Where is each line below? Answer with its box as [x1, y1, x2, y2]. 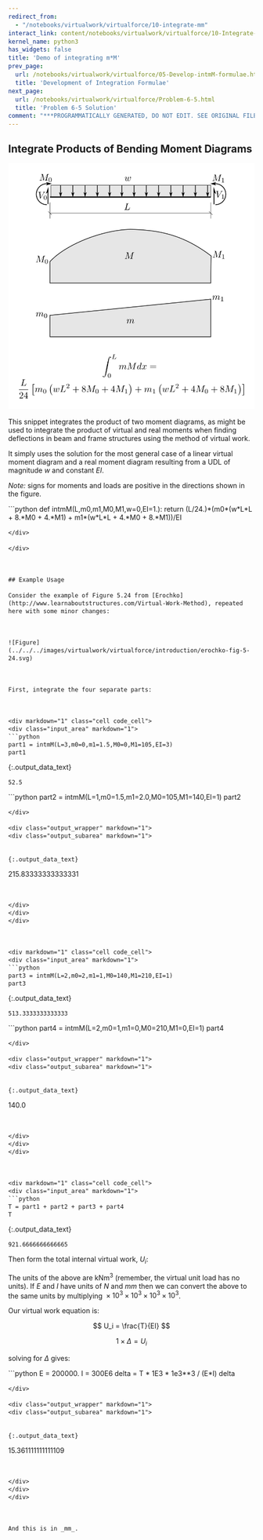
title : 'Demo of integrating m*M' [8, 54, 121, 62]
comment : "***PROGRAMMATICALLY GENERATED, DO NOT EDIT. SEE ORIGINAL [8, 112, 240, 120]
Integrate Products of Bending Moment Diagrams [8, 142, 253, 155]
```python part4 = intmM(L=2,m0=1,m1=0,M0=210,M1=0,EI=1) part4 [8, 1024, 225, 1033]
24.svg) [8, 655, 34, 662]
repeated [214, 600, 243, 608]
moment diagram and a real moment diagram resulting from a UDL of [8, 458, 231, 467]
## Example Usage [8, 576, 65, 584]
